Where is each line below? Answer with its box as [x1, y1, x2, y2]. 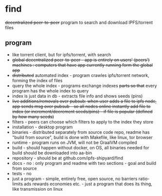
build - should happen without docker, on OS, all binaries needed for [12, 144, 149, 150]
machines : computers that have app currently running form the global [12, 62, 153, 68]
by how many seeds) [12, 113, 54, 120]
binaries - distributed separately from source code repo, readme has [12, 129, 150, 135]
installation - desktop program [12, 124, 73, 130]
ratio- [138, 176, 150, 181]
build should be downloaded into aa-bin [12, 150, 92, 156]
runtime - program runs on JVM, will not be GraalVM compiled [12, 140, 137, 145]
